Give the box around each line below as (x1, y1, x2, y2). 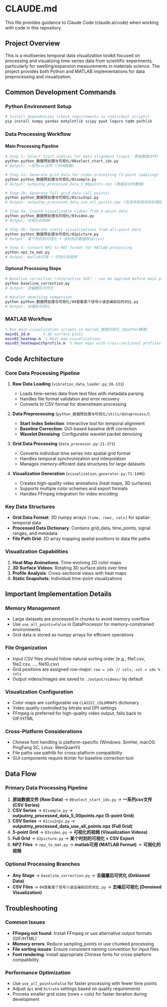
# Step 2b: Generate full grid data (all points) (5, 190, 110, 196)
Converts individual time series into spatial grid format (19, 450, 131, 456)
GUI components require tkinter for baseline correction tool (12, 755, 134, 761)
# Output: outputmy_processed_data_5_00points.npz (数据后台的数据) (5, 181, 145, 187)
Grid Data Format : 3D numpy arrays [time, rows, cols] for (12, 514, 135, 520)
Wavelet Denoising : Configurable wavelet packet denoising (19, 431, 143, 437)
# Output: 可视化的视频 (5, 218, 50, 223)
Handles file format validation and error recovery (19, 396, 120, 401)
